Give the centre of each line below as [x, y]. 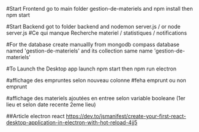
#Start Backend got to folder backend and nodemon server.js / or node [94, 27]
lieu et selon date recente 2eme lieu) [51, 105]
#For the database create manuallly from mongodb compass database [93, 44]
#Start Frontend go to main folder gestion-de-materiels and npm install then [99, 9]
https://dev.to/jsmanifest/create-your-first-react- [126, 116]
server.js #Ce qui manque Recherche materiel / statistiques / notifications [97, 33]
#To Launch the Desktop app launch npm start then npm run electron [91, 69]
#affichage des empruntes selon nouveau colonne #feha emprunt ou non [96, 80]
